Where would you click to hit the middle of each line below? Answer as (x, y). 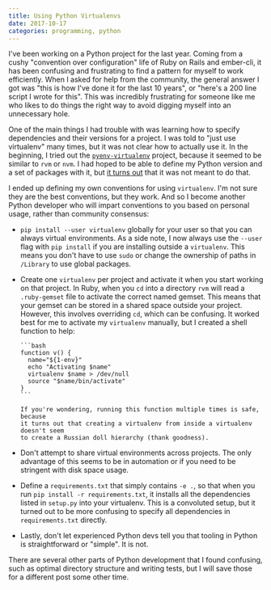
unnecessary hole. (39, 114)
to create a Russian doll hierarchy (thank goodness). (114, 438)
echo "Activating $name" (70, 367)
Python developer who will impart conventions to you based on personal (129, 205)
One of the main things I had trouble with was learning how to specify (124, 129)
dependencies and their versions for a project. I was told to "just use (122, 138)
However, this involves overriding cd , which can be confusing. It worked (140, 314)
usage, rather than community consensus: (79, 214)
